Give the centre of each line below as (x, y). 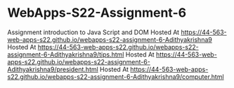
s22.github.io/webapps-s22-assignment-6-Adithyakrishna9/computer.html (116, 76)
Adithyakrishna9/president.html (53, 69)
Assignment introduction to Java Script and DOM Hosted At (93, 32)
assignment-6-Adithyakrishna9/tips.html (66, 54)
